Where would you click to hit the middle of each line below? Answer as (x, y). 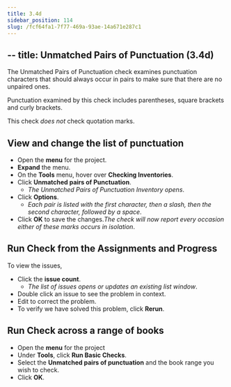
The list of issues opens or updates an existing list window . (112, 286)
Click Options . (38, 197)
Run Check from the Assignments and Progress (112, 249)
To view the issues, (35, 265)
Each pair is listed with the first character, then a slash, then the (120, 204)
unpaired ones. (29, 87)
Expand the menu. (44, 167)
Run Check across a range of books (86, 331)
